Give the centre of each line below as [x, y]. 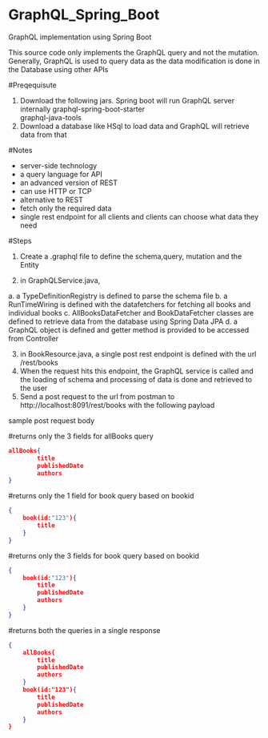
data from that [43, 135]
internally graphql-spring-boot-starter [82, 109]
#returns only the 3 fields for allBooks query [81, 436]
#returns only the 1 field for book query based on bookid [101, 496]
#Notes [20, 150]
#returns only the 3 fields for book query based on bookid [104, 555]
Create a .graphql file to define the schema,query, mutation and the [131, 256]
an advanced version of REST [69, 183]
